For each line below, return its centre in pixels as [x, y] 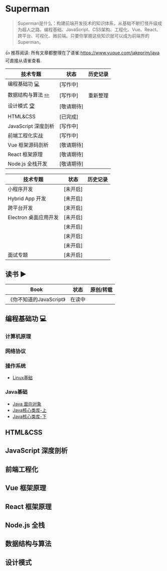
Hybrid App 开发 [27, 199]
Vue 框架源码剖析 [28, 145]
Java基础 [16, 392]
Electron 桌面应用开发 [33, 217]
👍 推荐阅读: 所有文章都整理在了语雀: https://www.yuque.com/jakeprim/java [82, 53]
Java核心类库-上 [29, 410]
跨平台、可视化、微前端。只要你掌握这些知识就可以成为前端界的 [83, 36]
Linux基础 [23, 378]
